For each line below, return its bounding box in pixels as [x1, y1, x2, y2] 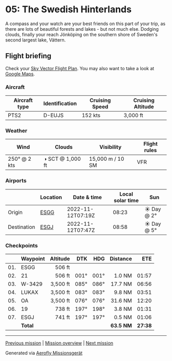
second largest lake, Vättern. [5, 37, 66, 43]
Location [40, 194, 62, 201]
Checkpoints [5, 242, 38, 249]
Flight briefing [5, 52, 52, 60]
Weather [5, 127, 28, 134]
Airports [5, 177, 27, 184]
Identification [43, 100, 77, 107]
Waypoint [21, 255, 45, 262]
